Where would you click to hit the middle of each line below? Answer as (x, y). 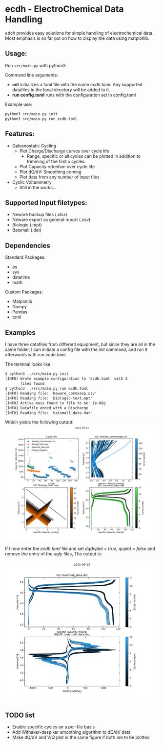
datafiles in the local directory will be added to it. (61, 90)
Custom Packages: (24, 292)
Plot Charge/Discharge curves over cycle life (64, 151)
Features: (20, 134)
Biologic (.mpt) (27, 225)
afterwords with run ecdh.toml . (36, 355)
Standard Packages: (25, 257)
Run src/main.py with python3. (36, 65)
